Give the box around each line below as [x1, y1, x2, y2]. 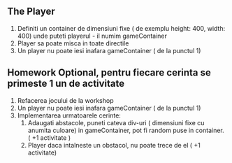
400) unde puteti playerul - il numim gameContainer [17, 31, 168, 40]
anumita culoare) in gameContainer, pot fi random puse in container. [27, 126, 225, 134]
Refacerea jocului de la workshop [17, 96, 114, 104]
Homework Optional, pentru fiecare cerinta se [7, 66, 212, 79]
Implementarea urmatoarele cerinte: [17, 111, 121, 120]
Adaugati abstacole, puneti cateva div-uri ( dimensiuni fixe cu [27, 118, 205, 127]
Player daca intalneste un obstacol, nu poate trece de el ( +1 [27, 141, 201, 149]
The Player [7, 6, 56, 17]
